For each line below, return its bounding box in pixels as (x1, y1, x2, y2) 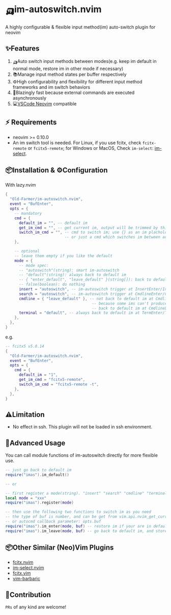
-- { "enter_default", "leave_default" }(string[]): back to (18, 277, 152, 282)
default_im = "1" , (18, 372, 58, 378)
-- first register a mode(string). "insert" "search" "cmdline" (5, 491, 145, 496)
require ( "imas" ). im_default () (5, 472, 70, 477)
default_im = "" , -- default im (18, 220, 88, 225)
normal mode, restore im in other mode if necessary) (12, 65, 124, 72)
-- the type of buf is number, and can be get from (5, 514, 117, 519)
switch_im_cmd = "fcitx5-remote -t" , (18, 381, 99, 387)
